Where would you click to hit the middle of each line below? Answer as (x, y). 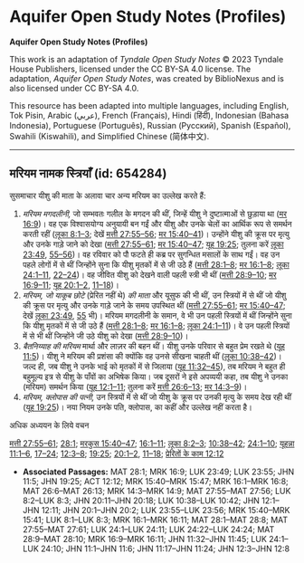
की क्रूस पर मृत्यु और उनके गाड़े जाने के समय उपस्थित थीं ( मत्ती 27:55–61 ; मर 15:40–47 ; (154, 305)
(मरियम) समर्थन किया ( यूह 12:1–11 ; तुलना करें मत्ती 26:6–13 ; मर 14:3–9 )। (135, 386)
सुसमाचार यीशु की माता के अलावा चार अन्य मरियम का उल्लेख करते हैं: (108, 196)
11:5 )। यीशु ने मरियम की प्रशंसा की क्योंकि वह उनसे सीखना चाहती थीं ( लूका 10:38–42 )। (152, 356)
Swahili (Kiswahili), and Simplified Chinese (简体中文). (109, 136)
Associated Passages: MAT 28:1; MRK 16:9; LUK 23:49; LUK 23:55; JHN (158, 472)
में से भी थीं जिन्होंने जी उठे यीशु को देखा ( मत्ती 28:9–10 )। (105, 336)
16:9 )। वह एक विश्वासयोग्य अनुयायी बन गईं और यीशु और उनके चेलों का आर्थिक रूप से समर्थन (157, 224)
